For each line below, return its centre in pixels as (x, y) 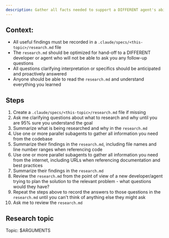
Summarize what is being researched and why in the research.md (80, 128)
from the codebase (33, 139)
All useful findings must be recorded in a (55, 42)
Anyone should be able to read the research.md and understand (78, 79)
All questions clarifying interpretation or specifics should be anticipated (87, 68)
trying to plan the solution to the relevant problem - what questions (82, 181)
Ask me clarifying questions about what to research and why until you (85, 117)
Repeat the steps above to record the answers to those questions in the (87, 192)
